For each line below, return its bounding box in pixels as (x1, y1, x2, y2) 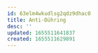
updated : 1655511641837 (7, 29, 76, 36)
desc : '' (7, 23, 32, 30)
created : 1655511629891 (7, 36, 76, 43)
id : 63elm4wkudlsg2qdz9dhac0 (7, 10, 91, 17)
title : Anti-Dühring (7, 17, 67, 23)
